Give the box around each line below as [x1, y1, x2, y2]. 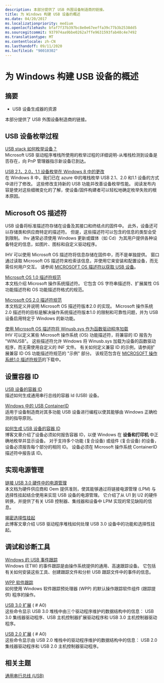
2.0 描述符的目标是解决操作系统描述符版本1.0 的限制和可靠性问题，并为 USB [5, 310, 158, 315]
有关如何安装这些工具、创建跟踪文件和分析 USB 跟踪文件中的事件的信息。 [5, 569, 154, 575]
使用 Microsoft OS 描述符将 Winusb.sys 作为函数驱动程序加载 [5, 326, 129, 332]
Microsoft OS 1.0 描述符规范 [5, 274, 61, 280]
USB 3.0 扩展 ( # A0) [5, 602, 47, 608]
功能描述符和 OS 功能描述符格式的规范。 [5, 287, 87, 292]
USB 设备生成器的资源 [12, 106, 57, 112]
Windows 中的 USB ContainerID [5, 403, 69, 409]
